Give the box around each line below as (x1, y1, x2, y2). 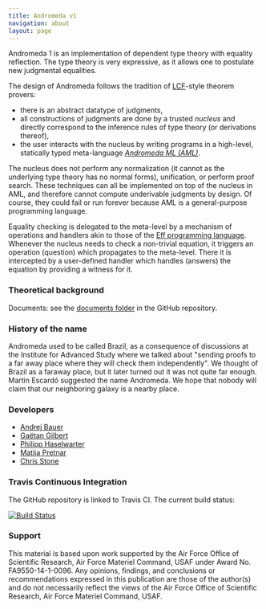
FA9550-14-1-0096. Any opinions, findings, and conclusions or (8, 566, 216, 575)
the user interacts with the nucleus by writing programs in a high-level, (19, 140, 254, 149)
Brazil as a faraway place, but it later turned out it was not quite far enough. (8, 366, 257, 376)
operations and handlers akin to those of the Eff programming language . (8, 231, 247, 240)
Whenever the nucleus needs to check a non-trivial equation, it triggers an (8, 239, 254, 249)
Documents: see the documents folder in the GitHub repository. (8, 303, 218, 313)
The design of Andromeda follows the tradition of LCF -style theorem (8, 81, 235, 91)
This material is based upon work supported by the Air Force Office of (8, 548, 240, 558)
